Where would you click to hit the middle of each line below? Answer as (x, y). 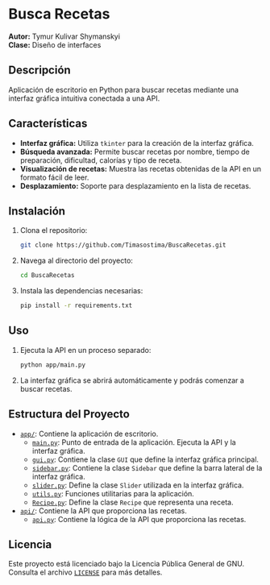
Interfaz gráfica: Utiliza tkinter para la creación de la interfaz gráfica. (137, 143)
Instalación (37, 211)
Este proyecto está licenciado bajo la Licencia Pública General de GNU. (127, 564)
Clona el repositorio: (54, 230)
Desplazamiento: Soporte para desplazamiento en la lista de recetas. (135, 185)
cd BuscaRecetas (47, 276)
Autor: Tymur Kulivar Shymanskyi (64, 36)
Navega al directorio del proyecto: (76, 261)
